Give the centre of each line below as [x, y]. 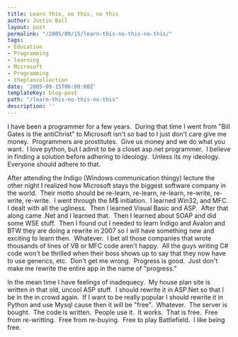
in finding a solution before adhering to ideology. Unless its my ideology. [114, 156]
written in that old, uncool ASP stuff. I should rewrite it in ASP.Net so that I [116, 289]
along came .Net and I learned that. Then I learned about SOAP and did [112, 215]
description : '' [31, 106]
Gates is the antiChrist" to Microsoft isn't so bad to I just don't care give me [117, 134]
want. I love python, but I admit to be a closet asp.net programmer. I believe [119, 149]
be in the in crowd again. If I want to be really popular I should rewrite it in [115, 297]
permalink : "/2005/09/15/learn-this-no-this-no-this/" [90, 34]
